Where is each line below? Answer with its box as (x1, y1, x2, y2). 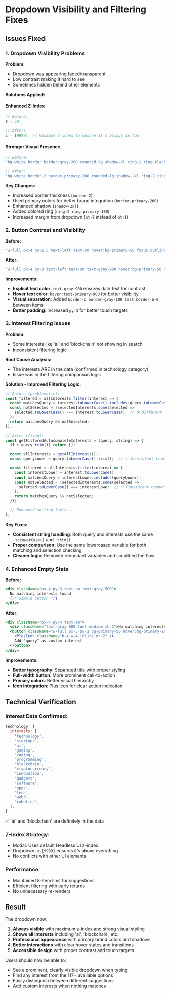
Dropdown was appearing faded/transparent (12, 71, 106, 77)
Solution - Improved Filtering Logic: (5, 381, 81, 387)
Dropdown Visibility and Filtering (5, 4, 147, 15)
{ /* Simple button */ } (10, 596, 58, 601)
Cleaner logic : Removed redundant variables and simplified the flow (12, 552, 155, 558)
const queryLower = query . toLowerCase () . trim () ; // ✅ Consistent (10, 456, 154, 461)
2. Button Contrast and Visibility (5, 227, 86, 234)
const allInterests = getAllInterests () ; (10, 452, 99, 457)
